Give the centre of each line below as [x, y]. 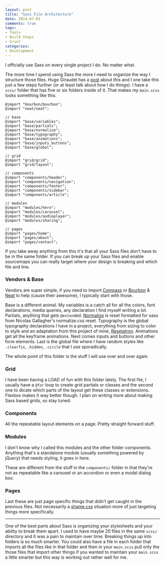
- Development [20, 51]
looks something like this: [31, 95]
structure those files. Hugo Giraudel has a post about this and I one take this [82, 80]
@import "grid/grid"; [27, 160]
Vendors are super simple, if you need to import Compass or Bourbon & [78, 290]
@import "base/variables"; [33, 121]
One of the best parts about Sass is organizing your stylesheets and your [79, 526]
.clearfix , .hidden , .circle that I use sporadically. [56, 347]
